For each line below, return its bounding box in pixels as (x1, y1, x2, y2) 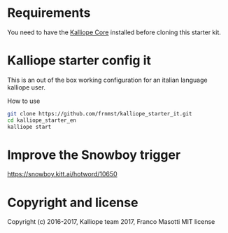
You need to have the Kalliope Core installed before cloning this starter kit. (7, 28, 222, 36)
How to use (7, 97, 41, 105)
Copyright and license (7, 195, 138, 211)
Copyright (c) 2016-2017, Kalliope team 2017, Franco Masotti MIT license (7, 218, 215, 226)
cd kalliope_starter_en (7, 117, 77, 124)
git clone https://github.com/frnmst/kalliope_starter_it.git (7, 110, 192, 117)
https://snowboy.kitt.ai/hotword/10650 (7, 170, 117, 178)
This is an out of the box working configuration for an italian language (7, 76, 208, 84)
